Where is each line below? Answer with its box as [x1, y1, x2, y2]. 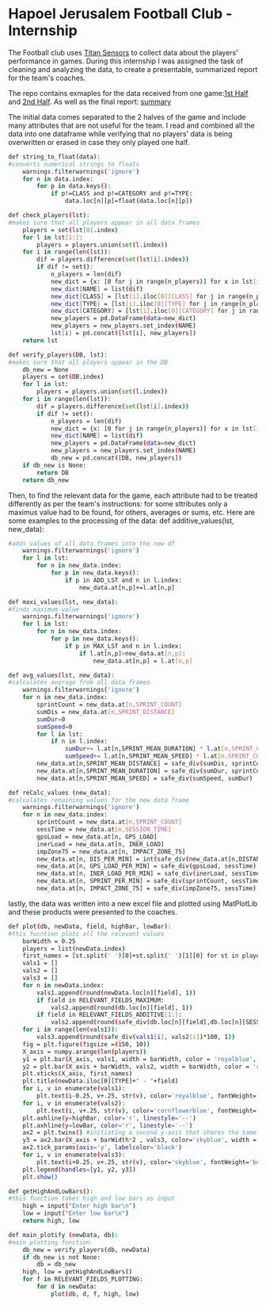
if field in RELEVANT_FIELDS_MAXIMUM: [36, 996, 165, 1004]
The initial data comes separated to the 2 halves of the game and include [8, 112, 246, 121]
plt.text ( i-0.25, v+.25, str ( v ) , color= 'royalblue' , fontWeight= [36, 1092, 257, 1100]
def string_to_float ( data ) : [8, 152, 101, 161]
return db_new [22, 476, 69, 484]
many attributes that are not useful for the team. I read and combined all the [8, 120, 256, 130]
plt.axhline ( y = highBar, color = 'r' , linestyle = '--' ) [22, 1114, 196, 1122]
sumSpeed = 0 [36, 723, 73, 731]
